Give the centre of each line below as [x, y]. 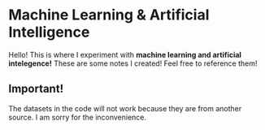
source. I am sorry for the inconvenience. [78, 117]
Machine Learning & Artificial [109, 15]
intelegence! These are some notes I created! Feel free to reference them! [133, 63]
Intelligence [49, 32]
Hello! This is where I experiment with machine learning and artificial [125, 54]
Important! [36, 89]
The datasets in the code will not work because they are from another [125, 108]
